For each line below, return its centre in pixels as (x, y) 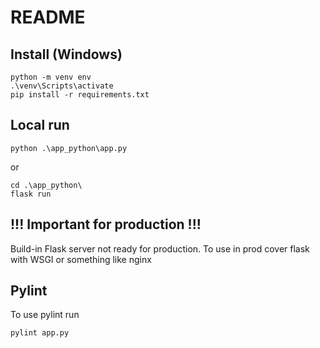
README (48, 17)
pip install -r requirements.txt (80, 95)
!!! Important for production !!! (106, 224)
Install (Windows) (66, 54)
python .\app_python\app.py (69, 148)
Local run (40, 125)
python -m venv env (51, 77)
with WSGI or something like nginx (81, 259)
